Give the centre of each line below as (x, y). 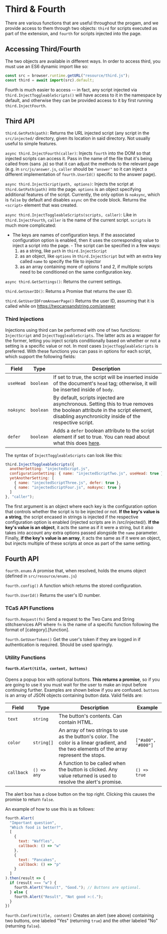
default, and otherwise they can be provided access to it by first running (79, 100)
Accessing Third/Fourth (43, 49)
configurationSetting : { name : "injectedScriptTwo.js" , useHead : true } (86, 473)
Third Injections (25, 319)
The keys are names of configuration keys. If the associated (74, 235)
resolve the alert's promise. (91, 782)
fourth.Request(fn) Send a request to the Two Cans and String (70, 619)
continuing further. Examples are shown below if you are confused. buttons (82, 690)
